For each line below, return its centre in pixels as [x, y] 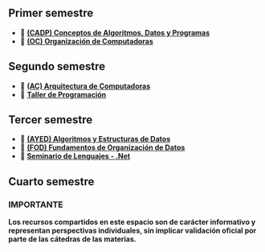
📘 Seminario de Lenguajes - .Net [75, 156]
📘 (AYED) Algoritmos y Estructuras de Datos [95, 139]
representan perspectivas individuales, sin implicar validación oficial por [132, 231]
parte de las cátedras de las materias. [72, 239]
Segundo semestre [57, 66]
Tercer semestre [51, 120]
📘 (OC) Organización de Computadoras [87, 41]
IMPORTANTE [36, 204]
